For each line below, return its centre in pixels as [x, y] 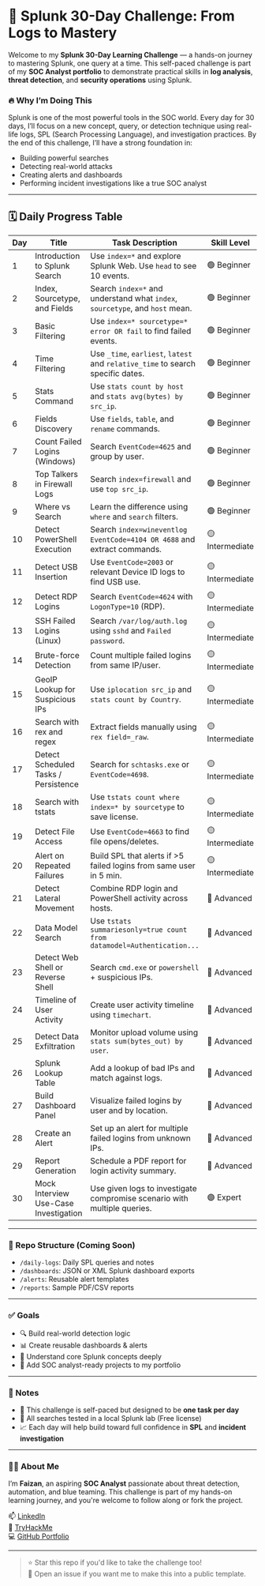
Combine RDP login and [134, 889]
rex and [49, 732]
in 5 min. [106, 876]
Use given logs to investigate [144, 1189]
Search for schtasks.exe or [140, 765]
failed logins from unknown [140, 1138]
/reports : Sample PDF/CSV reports [77, 1287]
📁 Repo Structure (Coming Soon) [72, 1245]
